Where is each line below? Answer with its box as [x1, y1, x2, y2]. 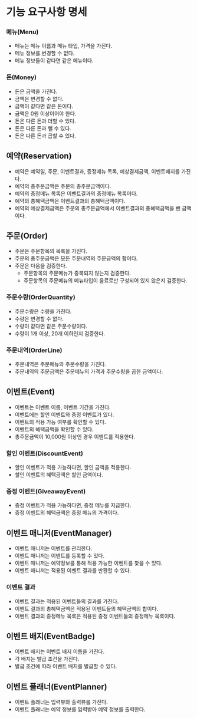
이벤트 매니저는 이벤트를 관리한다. [14, 545, 93, 552]
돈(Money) [6, 73, 37, 81]
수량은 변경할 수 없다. [14, 315, 64, 322]
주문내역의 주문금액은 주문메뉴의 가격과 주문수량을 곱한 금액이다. [14, 368, 163, 375]
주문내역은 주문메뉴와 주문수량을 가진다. [14, 361, 107, 367]
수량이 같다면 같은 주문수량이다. [14, 322, 87, 330]
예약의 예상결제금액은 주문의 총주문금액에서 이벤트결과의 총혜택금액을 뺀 [14, 205, 181, 212]
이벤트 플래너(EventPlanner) [6, 681, 107, 691]
